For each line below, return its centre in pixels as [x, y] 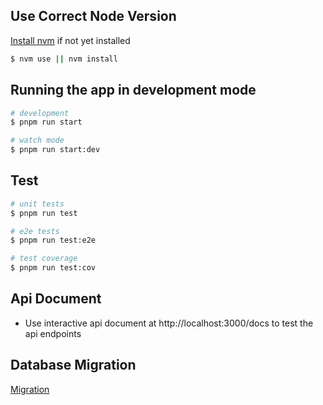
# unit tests [37, 204]
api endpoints [53, 333]
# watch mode [37, 140]
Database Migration [73, 365]
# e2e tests [35, 231]
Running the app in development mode [133, 90]
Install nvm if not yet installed [70, 40]
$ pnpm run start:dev [55, 150]
